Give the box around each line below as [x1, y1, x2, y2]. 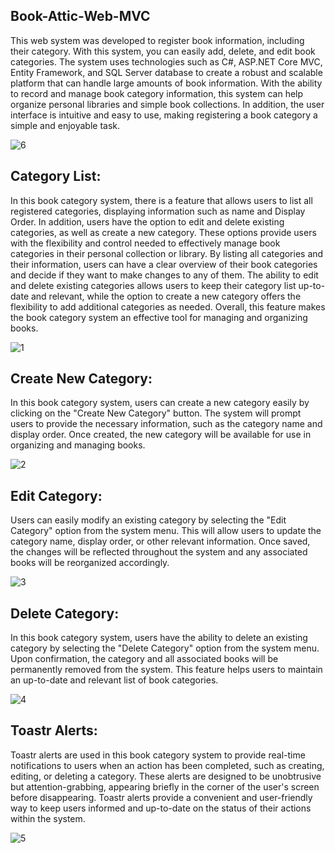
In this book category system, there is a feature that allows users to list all [10, 194, 313, 206]
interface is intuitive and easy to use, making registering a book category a [10, 109, 318, 121]
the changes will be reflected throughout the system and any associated [10, 546, 308, 558]
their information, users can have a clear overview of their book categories [10, 258, 318, 270]
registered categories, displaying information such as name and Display [10, 205, 306, 217]
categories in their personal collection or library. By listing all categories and [10, 247, 324, 259]
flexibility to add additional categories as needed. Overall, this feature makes [10, 300, 326, 313]
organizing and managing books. [10, 439, 146, 451]
